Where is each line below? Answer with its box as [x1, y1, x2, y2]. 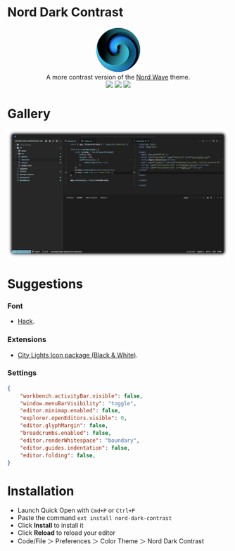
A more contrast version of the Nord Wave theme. [46, 72, 191, 81]
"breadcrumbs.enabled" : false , [20, 430, 112, 437]
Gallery [7, 106, 51, 122]
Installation [7, 483, 75, 499]
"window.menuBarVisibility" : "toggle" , [20, 400, 137, 407]
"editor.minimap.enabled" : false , [20, 407, 121, 414]
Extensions [7, 335, 47, 345]
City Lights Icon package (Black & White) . [17, 350, 139, 359]
